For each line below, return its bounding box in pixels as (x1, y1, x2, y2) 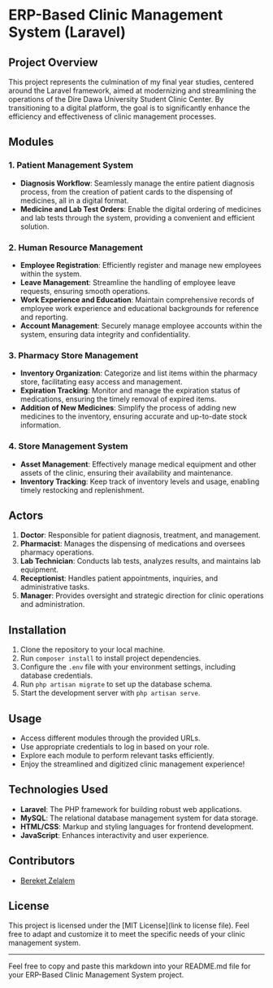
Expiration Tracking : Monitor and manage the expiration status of (19, 385, 241, 396)
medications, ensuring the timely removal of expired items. (19, 394, 217, 404)
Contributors (8, 854, 76, 868)
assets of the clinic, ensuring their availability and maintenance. (19, 468, 233, 477)
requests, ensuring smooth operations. (19, 286, 150, 296)
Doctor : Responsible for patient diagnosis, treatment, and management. (19, 530, 262, 540)
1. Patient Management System (8, 160, 134, 171)
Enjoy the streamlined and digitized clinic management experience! (19, 759, 245, 769)
